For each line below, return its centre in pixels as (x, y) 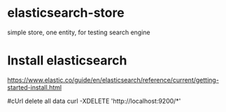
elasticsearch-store (66, 13)
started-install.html (34, 87)
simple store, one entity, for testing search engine (79, 32)
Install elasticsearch (67, 61)
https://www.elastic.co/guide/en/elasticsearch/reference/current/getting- (113, 80)
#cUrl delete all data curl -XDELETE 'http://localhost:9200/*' (94, 101)
